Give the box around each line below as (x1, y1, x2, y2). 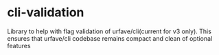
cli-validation (7, 5, 84, 20)
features (7, 41, 31, 50)
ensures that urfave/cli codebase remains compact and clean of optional (7, 34, 213, 42)
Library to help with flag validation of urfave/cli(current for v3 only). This (7, 27, 211, 35)
